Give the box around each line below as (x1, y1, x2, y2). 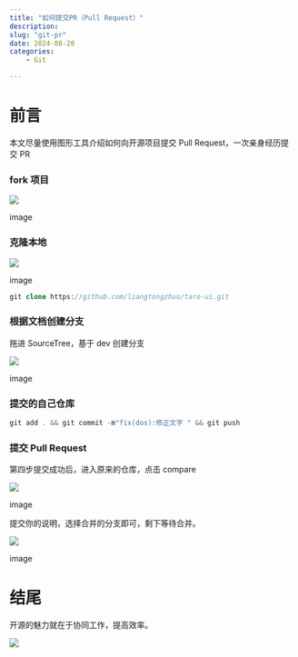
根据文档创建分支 (9, 315, 84, 328)
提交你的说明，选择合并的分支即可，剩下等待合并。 (9, 518, 201, 529)
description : (9, 22, 59, 31)
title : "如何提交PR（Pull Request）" (9, 13, 144, 23)
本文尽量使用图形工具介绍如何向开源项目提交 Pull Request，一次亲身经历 (9, 137, 282, 148)
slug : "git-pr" (9, 30, 67, 39)
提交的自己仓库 (9, 397, 75, 410)
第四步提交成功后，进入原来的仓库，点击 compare (9, 464, 197, 475)
